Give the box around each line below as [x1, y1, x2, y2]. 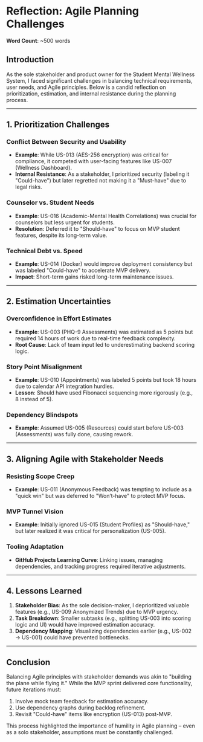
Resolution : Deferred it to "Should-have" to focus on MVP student [14, 225, 180, 232]
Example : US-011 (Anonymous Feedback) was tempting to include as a [14, 486, 192, 493]
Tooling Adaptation [6, 543, 64, 551]
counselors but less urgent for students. [14, 219, 115, 226]
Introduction [6, 54, 54, 65]
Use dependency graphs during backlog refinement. [14, 704, 146, 711]
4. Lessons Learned [6, 586, 82, 596]
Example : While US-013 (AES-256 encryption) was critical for [14, 151, 169, 158]
